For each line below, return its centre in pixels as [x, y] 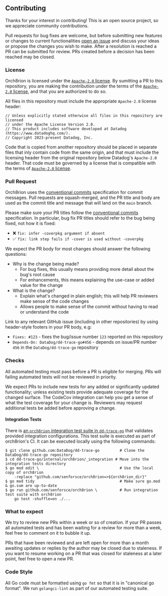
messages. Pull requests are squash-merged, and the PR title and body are [83, 197]
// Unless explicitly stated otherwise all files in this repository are [84, 116]
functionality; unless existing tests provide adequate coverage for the [77, 392]
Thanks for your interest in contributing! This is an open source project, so [82, 20]
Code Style [19, 572]
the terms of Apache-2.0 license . [38, 168]
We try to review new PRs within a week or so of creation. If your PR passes [83, 523]
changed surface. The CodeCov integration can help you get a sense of [79, 397]
